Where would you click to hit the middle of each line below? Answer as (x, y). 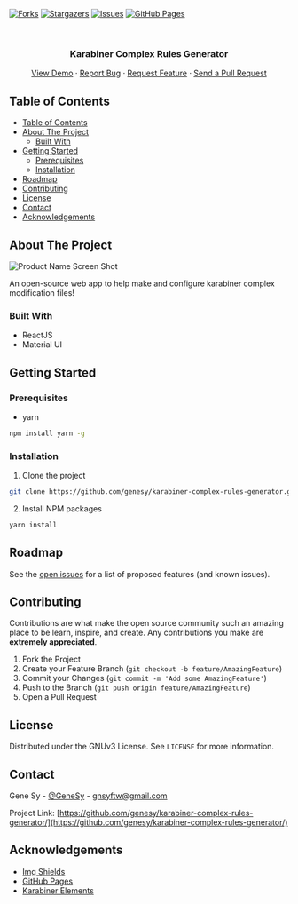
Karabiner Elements (58, 890)
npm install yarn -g (47, 433)
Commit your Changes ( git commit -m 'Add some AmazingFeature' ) (145, 678)
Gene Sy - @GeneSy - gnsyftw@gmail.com (88, 796)
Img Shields (43, 871)
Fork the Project (51, 659)
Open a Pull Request (59, 697)
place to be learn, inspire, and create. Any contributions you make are (137, 633)
